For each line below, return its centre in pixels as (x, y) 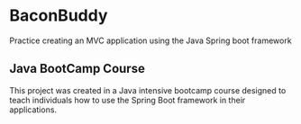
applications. (33, 110)
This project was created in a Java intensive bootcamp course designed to (148, 90)
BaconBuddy (59, 16)
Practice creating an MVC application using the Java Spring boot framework (150, 40)
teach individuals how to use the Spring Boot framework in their (128, 100)
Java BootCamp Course (78, 69)
